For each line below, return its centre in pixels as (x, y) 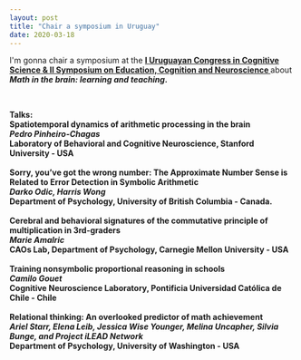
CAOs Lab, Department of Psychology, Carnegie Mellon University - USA (149, 249)
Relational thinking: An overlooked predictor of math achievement (136, 317)
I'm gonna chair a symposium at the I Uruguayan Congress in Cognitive (144, 61)
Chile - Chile (33, 298)
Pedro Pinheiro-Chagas (55, 134)
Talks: (21, 115)
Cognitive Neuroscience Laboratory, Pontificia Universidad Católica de (146, 288)
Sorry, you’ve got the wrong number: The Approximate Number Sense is (149, 172)
